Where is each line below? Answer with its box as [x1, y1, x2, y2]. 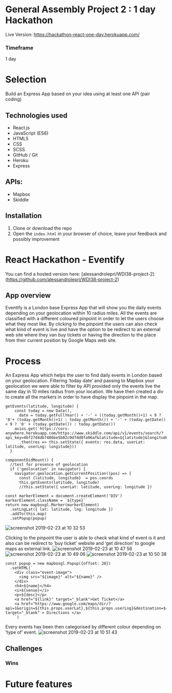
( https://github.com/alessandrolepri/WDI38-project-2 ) [5, 276, 119, 282]
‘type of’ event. [5, 629, 37, 636]
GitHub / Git [12, 152, 38, 158]
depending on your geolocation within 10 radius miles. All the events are [5, 310, 157, 316]
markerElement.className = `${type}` [5, 498, 86, 503]
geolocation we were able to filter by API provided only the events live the [5, 383, 161, 389]
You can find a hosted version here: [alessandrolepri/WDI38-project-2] [5, 270, 155, 277]
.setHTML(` [10, 565, 33, 571]
